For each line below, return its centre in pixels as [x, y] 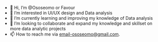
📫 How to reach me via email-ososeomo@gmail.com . [65, 34]
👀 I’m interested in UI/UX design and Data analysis [61, 13]
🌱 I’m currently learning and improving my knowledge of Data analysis [81, 18]
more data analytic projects [38, 29]
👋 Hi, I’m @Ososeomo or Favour [42, 8]
